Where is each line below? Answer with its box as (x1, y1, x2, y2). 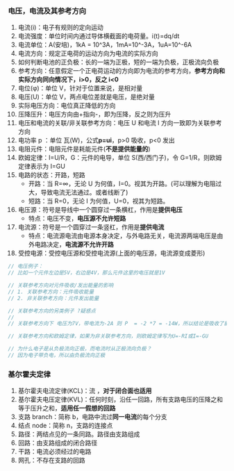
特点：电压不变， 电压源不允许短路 (28, 214, 126, 223)
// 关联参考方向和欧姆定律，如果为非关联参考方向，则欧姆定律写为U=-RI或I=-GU (8, 333, 209, 340)
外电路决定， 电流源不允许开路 (28, 240, 114, 249)
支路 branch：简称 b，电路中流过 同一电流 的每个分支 (17, 413, 167, 421)
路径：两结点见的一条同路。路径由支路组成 (17, 430, 140, 438)
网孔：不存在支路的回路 (17, 456, 85, 465)
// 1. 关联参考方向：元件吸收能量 (8, 288, 94, 295)
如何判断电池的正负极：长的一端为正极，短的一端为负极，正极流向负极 (17, 58, 219, 67)
